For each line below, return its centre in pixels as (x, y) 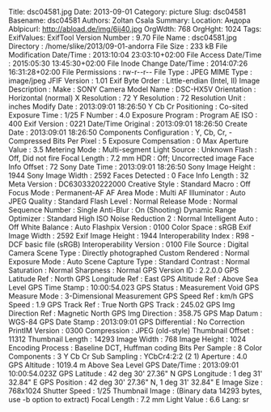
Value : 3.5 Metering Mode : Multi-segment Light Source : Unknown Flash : (133, 150)
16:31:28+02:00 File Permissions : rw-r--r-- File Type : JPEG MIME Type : (130, 72)
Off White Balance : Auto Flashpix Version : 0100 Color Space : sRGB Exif (130, 227)
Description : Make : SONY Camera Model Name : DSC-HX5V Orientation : (132, 89)
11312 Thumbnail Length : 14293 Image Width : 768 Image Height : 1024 (127, 339)
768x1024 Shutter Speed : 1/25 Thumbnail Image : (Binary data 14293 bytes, (135, 391)
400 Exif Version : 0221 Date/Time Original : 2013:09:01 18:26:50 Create (128, 124)
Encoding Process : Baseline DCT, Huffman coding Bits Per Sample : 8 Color (135, 348)
